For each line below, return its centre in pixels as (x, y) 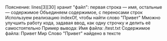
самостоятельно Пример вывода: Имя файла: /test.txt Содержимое (78, 28)
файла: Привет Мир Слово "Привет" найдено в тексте (63, 33)
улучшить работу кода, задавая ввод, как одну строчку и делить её (78, 23)
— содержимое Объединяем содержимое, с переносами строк (74, 12)
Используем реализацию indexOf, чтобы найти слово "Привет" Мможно (83, 18)
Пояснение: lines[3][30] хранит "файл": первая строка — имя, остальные (84, 7)
